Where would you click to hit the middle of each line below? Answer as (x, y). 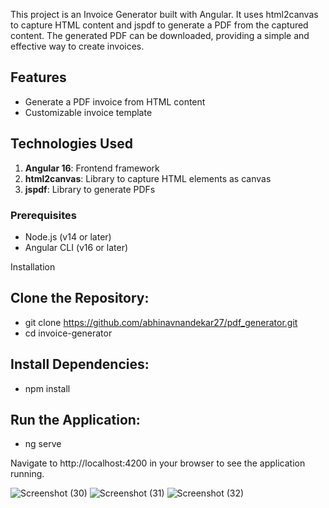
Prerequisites (43, 215)
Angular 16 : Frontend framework (92, 168)
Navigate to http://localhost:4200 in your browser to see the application (158, 463)
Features (38, 77)
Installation (33, 266)
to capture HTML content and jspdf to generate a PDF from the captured (159, 25)
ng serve (43, 444)
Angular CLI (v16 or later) (76, 247)
